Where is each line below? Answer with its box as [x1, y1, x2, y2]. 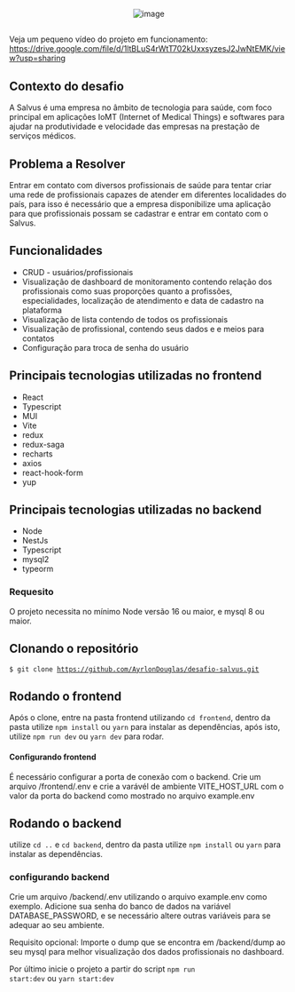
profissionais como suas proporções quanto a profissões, [21, 285, 233, 297]
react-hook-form [21, 467, 84, 478]
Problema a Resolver [9, 156, 126, 171]
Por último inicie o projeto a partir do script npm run [9, 964, 196, 974]
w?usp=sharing [9, 53, 66, 64]
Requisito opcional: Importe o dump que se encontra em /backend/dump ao [9, 937, 286, 948]
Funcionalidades [9, 243, 104, 258]
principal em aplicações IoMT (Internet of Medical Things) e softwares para [9, 112, 285, 123]
